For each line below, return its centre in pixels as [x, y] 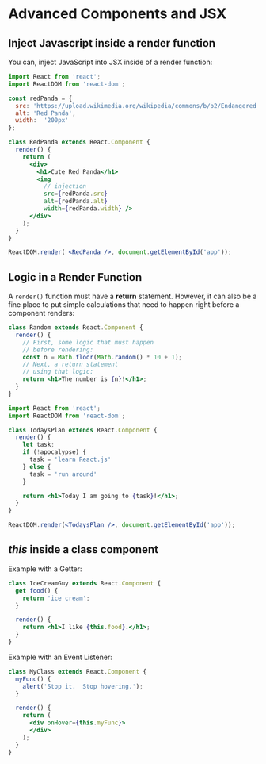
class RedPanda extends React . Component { [79, 142]
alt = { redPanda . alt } [76, 202]
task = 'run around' [63, 474]
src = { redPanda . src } [76, 194]
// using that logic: [58, 372]
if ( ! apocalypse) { [55, 452]
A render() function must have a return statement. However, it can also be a [133, 296]
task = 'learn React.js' [70, 460]
